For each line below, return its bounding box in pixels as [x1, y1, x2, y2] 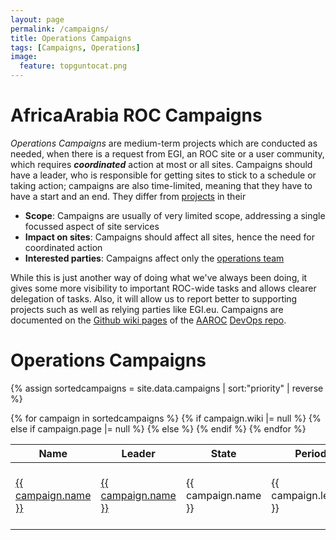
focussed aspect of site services [24, 220, 160, 232]
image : [10, 52, 38, 62]
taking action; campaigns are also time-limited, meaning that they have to [10, 179, 313, 191]
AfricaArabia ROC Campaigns [10, 104, 263, 127]
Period [294, 446, 327, 460]
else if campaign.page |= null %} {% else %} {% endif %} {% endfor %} [10, 422, 307, 435]
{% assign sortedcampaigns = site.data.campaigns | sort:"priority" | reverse [10, 382, 324, 394]
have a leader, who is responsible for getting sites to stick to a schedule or [10, 169, 317, 181]
